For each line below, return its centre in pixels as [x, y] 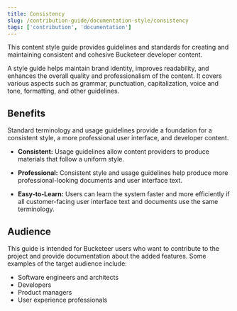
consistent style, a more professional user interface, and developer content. [118, 138]
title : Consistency [36, 14]
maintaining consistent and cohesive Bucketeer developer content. [105, 55]
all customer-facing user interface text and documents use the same [118, 202]
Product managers [45, 292]
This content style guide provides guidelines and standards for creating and [118, 47]
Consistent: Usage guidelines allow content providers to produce [113, 152]
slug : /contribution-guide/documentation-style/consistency [98, 21]
